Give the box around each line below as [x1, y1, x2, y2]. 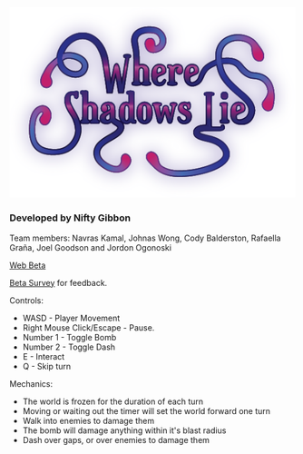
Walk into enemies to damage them [22, 415, 155, 426]
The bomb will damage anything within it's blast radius [22, 425, 227, 436]
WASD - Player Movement [22, 312, 121, 323]
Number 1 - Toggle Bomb [22, 331, 117, 342]
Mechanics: [9, 378, 54, 389]
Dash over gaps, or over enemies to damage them [22, 434, 210, 445]
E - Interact [22, 350, 65, 361]
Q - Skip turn [22, 360, 72, 371]
